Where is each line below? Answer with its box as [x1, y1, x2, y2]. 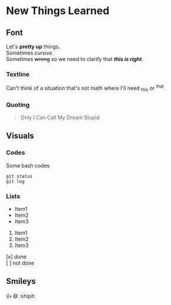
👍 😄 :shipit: [6, 292, 36, 299]
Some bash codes [6, 162, 50, 169]
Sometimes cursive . [6, 49, 54, 56]
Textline [6, 70, 30, 78]
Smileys [6, 276, 36, 286]
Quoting [6, 100, 30, 109]
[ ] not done [6, 260, 35, 267]
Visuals [6, 131, 34, 141]
